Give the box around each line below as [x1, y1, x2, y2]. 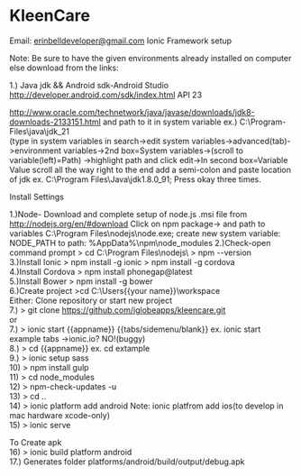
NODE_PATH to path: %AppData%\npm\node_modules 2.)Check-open [9, 237, 271, 248]
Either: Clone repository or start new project [9, 295, 173, 306]
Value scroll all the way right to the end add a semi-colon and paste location [9, 164, 291, 175]
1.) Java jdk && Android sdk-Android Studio [9, 79, 169, 90]
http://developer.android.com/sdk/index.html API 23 [9, 89, 203, 100]
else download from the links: [9, 62, 119, 73]
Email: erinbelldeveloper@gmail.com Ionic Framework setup [9, 35, 233, 46]
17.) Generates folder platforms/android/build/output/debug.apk [9, 456, 245, 467]
